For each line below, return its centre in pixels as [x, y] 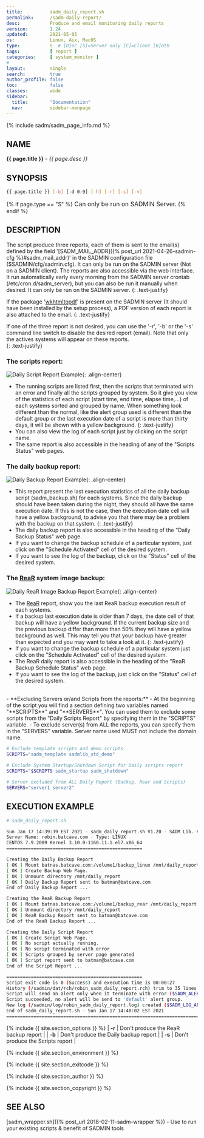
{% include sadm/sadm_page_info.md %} [58, 125]
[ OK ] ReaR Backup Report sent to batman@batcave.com [77, 915]
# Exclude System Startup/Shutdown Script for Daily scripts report [95, 765]
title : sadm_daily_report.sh [55, 12]
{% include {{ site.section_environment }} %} [63, 1052]
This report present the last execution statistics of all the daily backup [102, 492]
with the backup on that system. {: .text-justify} [74, 524]
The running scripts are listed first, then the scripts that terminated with [104, 387]
